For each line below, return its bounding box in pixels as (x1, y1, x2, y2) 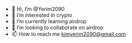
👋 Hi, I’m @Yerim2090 (11, 6, 65, 12)
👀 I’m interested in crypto (11, 12, 72, 19)
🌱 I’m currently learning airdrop (11, 18, 86, 24)
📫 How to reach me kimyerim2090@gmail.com (11, 31, 126, 37)
